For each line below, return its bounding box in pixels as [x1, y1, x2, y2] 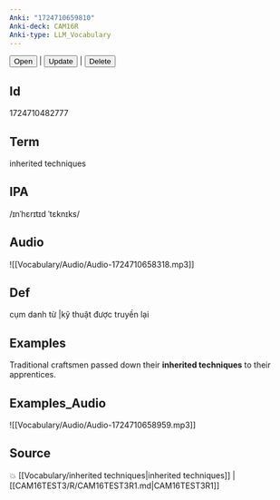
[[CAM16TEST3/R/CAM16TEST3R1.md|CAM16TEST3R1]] [9, 480, 220, 491]
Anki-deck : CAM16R [9, 22, 79, 31]
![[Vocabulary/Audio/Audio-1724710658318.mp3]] [9, 259, 195, 270]
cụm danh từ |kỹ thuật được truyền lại [9, 309, 150, 320]
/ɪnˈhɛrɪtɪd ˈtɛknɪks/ [9, 208, 80, 219]
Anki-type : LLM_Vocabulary [9, 30, 111, 39]
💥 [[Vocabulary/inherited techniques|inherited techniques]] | [9, 469, 236, 481]
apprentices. [9, 369, 57, 380]
